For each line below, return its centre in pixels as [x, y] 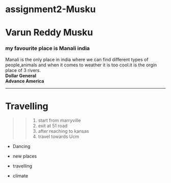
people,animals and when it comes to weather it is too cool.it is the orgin [81, 65]
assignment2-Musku [50, 9]
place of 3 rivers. [23, 70]
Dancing [21, 146]
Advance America [25, 81]
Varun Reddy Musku [49, 33]
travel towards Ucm [59, 136]
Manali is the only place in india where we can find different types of [77, 59]
